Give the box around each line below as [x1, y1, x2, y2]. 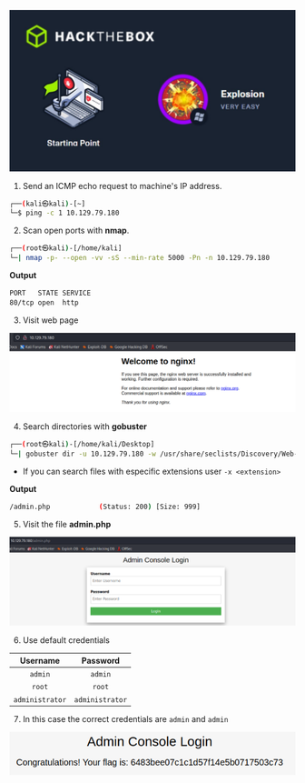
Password [81, 655, 121, 666]
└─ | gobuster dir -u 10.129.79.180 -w [9, 449, 156, 458]
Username [19, 655, 61, 666]
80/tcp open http [9, 297, 79, 307]
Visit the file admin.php [22, 518, 112, 529]
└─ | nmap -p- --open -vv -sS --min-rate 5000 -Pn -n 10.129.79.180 [9, 254, 271, 263]
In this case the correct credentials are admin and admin [22, 714, 229, 725]
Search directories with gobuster [22, 421, 147, 432]
